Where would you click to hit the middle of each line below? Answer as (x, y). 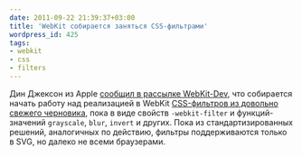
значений (28, 122)
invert (122, 123)
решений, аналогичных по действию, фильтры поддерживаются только (148, 132)
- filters (28, 69)
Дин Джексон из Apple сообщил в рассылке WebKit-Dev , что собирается (151, 93)
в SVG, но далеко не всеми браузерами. (87, 142)
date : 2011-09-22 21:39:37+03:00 (72, 18)
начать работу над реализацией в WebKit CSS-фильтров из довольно (144, 103)
